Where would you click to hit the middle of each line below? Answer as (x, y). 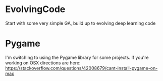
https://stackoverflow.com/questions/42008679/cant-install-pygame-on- (82, 68)
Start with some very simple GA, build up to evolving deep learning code (80, 23)
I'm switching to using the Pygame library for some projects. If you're (77, 57)
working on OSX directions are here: (43, 63)
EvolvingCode (35, 9)
